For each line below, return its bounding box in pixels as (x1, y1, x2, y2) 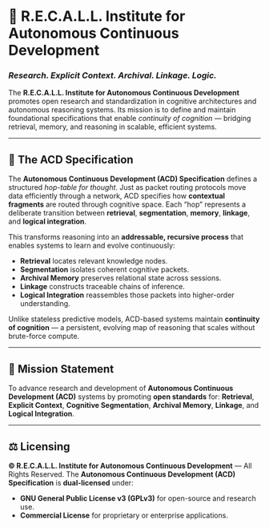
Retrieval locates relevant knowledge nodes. (19, 256, 168, 266)
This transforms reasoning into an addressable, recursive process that (8, 232, 244, 242)
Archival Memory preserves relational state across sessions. (19, 273, 222, 283)
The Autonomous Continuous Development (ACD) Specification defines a (8, 174, 258, 183)
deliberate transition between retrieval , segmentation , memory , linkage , (8, 208, 251, 218)
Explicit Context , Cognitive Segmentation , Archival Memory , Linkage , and (8, 401, 259, 410)
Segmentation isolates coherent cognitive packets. (19, 264, 190, 275)
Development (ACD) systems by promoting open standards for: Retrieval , (8, 392, 255, 401)
